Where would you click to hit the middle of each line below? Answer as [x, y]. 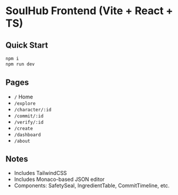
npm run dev [20, 64]
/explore [25, 103]
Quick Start [27, 45]
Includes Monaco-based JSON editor [59, 179]
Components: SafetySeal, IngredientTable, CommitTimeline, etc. [92, 186]
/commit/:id [29, 116]
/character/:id [33, 110]
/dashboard [27, 135]
